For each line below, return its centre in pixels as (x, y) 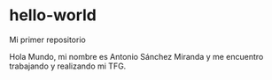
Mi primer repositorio (47, 40)
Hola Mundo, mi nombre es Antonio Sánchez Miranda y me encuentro (136, 56)
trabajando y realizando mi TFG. (68, 66)
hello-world (53, 15)
